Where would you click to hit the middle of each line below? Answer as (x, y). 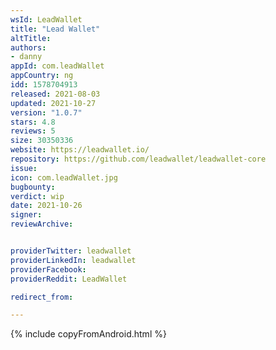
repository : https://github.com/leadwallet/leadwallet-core (138, 159)
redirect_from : (42, 297)
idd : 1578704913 (44, 85)
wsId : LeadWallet (46, 19)
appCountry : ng (42, 76)
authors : (28, 47)
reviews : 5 (33, 131)
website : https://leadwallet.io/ (80, 150)
